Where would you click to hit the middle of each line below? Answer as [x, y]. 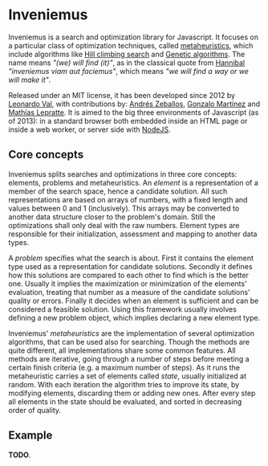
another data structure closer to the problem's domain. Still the [112, 217]
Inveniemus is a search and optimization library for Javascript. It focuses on [134, 37]
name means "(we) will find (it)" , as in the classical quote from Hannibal [127, 63]
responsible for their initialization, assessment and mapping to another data [133, 234]
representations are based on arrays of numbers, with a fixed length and [128, 199]
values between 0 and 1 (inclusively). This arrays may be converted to [124, 208]
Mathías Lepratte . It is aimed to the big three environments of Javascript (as [134, 112]
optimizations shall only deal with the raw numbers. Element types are [124, 225]
